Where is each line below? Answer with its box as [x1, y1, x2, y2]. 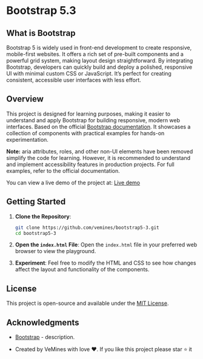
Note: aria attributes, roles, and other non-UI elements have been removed [6, 147, 193, 155]
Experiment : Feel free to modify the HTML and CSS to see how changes [15, 259, 196, 267]
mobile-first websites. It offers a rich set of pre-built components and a [6, 51, 184, 58]
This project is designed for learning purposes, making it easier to [6, 110, 171, 117]
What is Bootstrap [6, 28, 76, 38]
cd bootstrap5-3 [15, 230, 56, 236]
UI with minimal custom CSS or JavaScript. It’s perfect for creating [6, 70, 171, 77]
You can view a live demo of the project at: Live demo [6, 179, 141, 186]
